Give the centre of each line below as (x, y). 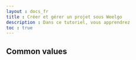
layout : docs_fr (27, 11)
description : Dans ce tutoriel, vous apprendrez (68, 22)
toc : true (19, 28)
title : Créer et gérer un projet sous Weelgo (64, 17)
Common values (37, 51)
